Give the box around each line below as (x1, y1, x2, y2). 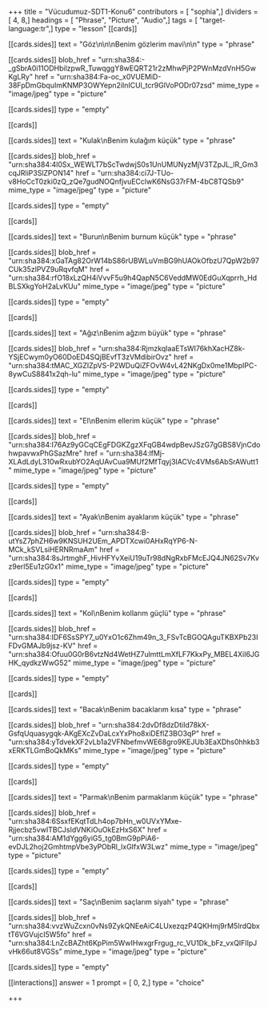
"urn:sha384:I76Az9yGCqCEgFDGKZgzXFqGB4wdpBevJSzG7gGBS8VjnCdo (8, 440, 261, 449)
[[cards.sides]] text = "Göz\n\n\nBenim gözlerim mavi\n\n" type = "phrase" (8, 39, 255, 49)
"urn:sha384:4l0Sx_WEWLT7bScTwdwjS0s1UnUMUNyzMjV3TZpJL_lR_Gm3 (8, 160, 258, 169)
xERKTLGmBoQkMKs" (8, 746, 82, 755)
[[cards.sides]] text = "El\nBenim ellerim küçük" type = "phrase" (8, 416, 220, 425)
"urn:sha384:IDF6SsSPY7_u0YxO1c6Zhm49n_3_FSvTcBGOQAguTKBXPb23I (8, 633, 258, 642)
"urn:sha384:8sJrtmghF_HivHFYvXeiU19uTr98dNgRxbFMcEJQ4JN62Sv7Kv (8, 553, 260, 562)
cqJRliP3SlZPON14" (8, 168, 74, 177)
